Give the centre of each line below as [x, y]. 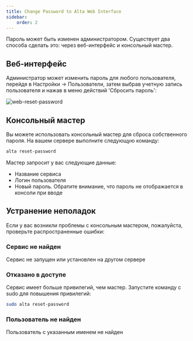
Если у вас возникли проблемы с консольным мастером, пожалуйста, [94, 225]
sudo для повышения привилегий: [49, 293]
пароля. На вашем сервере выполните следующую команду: [83, 141]
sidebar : [17, 17]
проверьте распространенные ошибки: [55, 231]
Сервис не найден [34, 247]
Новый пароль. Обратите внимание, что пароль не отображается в [99, 186]
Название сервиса [38, 174]
